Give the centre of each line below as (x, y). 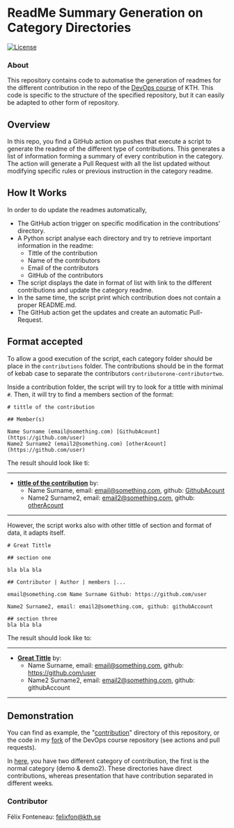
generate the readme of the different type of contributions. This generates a (116, 149)
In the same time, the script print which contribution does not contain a (119, 297)
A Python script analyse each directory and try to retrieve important (114, 238)
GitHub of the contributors (65, 275)
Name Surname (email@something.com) (60, 431)
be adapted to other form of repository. (63, 103)
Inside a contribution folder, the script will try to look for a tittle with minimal (115, 387)
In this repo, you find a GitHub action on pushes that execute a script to (109, 142)
